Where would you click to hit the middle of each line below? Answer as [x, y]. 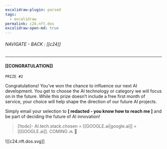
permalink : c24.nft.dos [30, 24]
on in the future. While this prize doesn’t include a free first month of [75, 96]
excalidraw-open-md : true [32, 28]
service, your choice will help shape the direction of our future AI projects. [81, 101]
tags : [11, 14]
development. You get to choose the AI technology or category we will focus [83, 91]
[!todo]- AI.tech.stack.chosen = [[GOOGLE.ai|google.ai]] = [77, 126]
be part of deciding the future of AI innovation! [53, 116]
